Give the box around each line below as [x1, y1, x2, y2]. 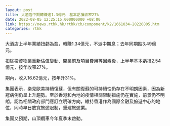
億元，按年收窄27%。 [5, 64, 51, 70]
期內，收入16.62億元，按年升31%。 [5, 75, 78, 81]
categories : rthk [5, 26, 42, 31]
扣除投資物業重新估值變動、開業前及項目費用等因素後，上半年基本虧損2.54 [5, 58, 161, 64]
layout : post [5, 7, 33, 13]
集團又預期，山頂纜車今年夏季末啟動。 [5, 115, 85, 121]
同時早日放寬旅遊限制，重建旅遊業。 [14, 105, 90, 111]
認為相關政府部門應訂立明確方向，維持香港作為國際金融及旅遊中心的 [14, 98, 156, 104]
